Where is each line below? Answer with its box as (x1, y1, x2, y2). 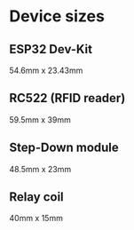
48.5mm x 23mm (9, 163, 72, 174)
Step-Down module (9, 140, 120, 155)
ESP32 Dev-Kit (9, 42, 93, 57)
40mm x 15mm (9, 213, 64, 224)
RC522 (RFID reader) (9, 91, 126, 106)
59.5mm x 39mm (9, 114, 71, 125)
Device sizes (9, 6, 105, 27)
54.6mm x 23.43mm (9, 65, 83, 75)
